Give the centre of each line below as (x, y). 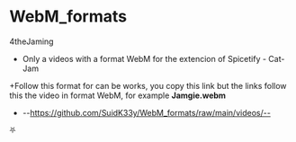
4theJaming (31, 41)
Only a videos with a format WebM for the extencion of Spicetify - (144, 58)
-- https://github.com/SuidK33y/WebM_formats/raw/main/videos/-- (147, 112)
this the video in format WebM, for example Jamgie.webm (118, 95)
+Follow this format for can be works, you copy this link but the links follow (148, 85)
